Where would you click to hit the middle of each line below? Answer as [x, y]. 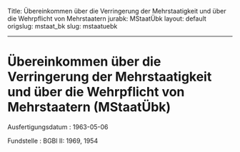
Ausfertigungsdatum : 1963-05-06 [58, 127]
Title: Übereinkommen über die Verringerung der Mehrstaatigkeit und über [117, 11]
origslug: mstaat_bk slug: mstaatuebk [62, 26]
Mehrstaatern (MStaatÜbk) [89, 107]
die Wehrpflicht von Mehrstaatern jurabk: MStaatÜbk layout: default [107, 19]
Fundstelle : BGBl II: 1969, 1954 [53, 141]
